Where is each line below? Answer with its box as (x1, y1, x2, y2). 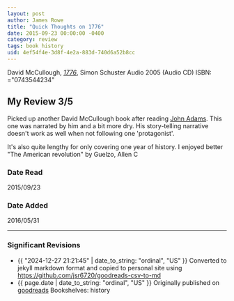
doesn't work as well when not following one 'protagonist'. (7, 129, 175, 137)
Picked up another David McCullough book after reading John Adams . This (7, 114, 222, 123)
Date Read (7, 167, 43, 177)
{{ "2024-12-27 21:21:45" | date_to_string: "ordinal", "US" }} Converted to (17, 256, 227, 265)
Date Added (7, 200, 49, 210)
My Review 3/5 (7, 95, 74, 108)
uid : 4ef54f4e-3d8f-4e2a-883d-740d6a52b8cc (7, 49, 136, 56)
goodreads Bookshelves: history (17, 286, 111, 294)
